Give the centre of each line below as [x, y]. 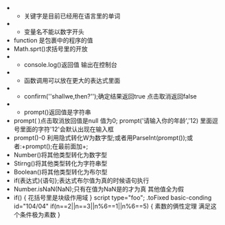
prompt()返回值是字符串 [57, 112]
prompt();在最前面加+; [57, 146]
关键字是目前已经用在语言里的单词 [72, 16]
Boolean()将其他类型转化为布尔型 [60, 172]
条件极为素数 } [40, 215]
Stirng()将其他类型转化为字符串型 [60, 163]
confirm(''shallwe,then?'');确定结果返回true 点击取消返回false [110, 96]
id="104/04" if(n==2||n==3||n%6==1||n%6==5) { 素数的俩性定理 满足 [112, 206]
